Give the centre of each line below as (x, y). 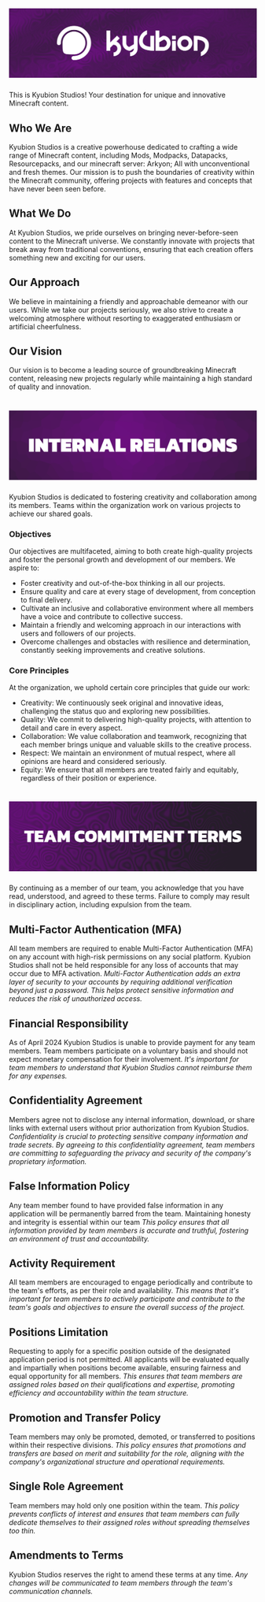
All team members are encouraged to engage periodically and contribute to (131, 1282)
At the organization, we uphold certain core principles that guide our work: (129, 688)
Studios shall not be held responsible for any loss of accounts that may (124, 966)
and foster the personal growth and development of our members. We (122, 559)
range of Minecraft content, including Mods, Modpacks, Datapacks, (118, 155)
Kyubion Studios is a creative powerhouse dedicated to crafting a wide (123, 147)
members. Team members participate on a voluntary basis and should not (129, 1051)
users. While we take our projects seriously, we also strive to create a (121, 310)
